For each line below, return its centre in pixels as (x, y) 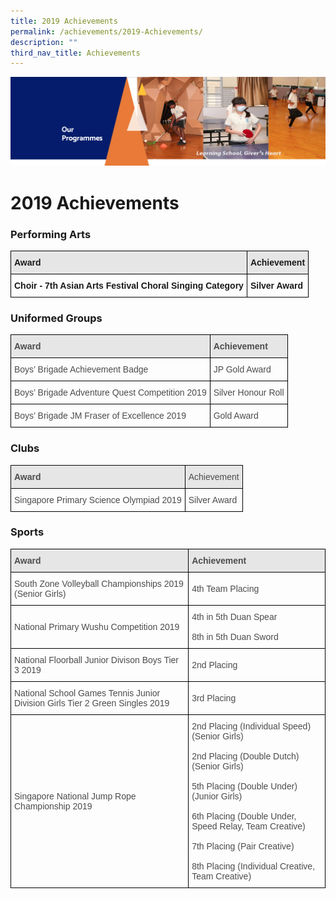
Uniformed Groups (56, 318)
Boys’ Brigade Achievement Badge (81, 369)
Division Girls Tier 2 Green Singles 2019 (92, 703)
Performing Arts (51, 234)
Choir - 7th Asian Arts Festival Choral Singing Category (129, 285)
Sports (27, 532)
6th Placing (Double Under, (244, 816)
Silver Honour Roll (249, 393)
